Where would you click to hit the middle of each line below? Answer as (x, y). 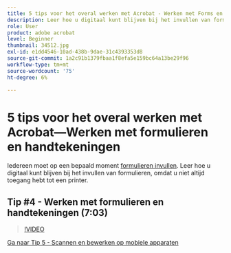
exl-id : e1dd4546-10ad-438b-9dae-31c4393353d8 (75, 52)
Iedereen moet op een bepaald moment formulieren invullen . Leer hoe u (109, 166)
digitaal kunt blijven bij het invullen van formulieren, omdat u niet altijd (106, 173)
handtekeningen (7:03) (57, 213)
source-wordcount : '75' (41, 71)
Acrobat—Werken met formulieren (108, 132)
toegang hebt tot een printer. (48, 180)
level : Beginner (30, 39)
